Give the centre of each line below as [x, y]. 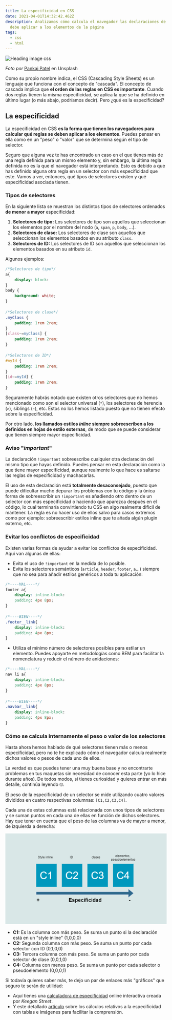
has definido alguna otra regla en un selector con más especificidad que [82, 171]
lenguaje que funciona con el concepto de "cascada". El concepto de [78, 84]
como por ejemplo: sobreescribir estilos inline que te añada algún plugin [81, 518]
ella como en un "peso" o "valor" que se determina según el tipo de [77, 139]
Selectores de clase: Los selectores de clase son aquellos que [79, 233]
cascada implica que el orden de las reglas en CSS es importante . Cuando [84, 89]
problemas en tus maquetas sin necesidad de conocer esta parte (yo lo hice [85, 774]
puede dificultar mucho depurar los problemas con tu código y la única [80, 491]
